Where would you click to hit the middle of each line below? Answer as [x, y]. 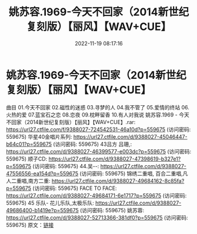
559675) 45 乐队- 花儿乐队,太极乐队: [50, 203]
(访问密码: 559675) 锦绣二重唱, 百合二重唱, [131, 173]
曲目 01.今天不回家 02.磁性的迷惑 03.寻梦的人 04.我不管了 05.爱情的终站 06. [98, 107]
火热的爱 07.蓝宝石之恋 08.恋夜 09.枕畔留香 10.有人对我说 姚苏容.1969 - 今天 [98, 115]
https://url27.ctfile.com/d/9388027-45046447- [130, 136]
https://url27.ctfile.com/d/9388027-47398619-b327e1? [115, 159]
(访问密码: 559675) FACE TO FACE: [74, 188]
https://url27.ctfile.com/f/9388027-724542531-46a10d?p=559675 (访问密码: [98, 129]
